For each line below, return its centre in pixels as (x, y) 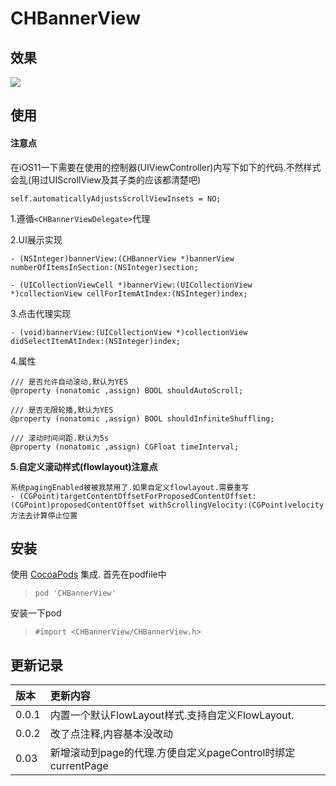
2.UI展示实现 (36, 239)
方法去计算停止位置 (44, 515)
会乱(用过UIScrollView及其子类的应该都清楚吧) (106, 179)
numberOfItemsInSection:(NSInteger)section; (104, 267)
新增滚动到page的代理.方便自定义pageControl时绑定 (172, 753)
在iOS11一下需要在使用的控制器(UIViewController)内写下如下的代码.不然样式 (166, 167)
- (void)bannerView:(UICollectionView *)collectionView (129, 332)
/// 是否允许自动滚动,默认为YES (69, 382)
